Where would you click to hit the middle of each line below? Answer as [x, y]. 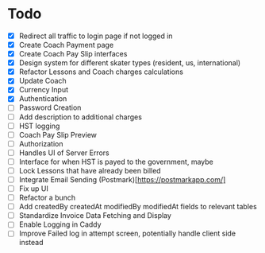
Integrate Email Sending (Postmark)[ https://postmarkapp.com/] [122, 179]
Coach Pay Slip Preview [58, 134]
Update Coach [42, 81]
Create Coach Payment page [66, 45]
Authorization [41, 143]
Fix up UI [33, 189]
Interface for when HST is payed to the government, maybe [116, 162]
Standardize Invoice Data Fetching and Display [95, 216]
